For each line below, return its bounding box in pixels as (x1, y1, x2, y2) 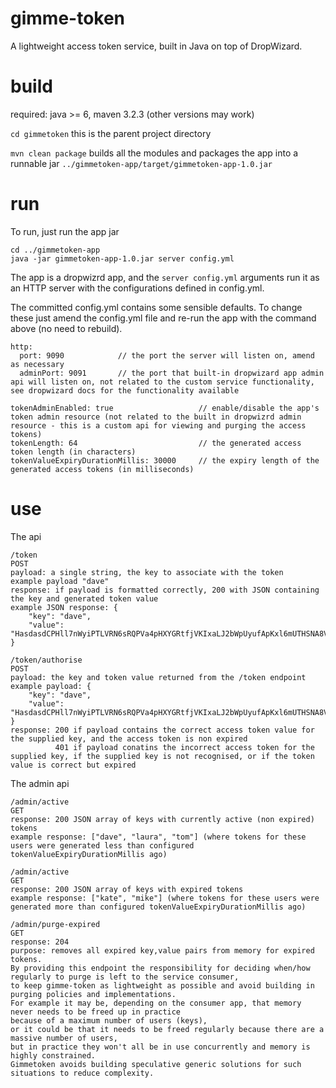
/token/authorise (10, 655, 83, 665)
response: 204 (10, 937, 70, 947)
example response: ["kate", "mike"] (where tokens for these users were (10, 893, 320, 903)
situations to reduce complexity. (10, 1068, 155, 1078)
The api (10, 530, 42, 542)
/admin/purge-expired (10, 919, 101, 929)
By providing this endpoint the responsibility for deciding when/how (10, 963, 311, 973)
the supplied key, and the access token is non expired (10, 733, 248, 744)
